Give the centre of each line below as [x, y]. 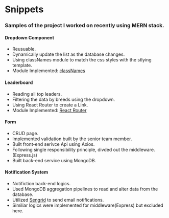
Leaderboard [19, 82]
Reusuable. [24, 49]
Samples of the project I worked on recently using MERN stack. [84, 26]
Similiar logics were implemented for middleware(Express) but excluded [88, 205]
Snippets [24, 9]
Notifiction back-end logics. [41, 183]
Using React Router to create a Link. [50, 105]
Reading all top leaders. [37, 94]
